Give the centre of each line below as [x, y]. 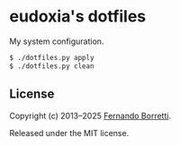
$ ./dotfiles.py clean [52, 66]
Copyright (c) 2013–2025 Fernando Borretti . [90, 116]
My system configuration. [57, 41]
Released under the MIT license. [69, 133]
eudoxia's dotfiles [78, 17]
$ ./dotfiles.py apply [52, 57]
